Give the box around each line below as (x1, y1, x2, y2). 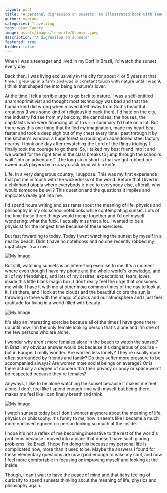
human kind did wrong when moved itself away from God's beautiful (5, 103, 145, 109)
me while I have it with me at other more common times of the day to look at (5, 284, 161, 290)
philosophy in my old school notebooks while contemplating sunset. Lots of (5, 207, 160, 213)
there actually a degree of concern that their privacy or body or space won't (5, 365, 161, 371)
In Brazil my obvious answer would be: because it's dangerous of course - (5, 344, 158, 350)
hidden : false (5, 44, 35, 49)
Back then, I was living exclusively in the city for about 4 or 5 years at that (5, 73, 157, 79)
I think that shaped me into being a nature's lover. (5, 83, 106, 89)
